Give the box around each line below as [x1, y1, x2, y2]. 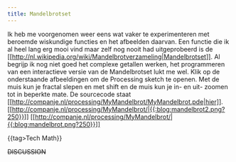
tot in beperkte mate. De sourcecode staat [7, 90, 132, 98]
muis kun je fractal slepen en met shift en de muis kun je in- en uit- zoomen [7, 82, 229, 91]
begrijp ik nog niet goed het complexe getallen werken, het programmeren [7, 59, 225, 68]
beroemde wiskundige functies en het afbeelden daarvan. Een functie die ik [7, 37, 230, 46]
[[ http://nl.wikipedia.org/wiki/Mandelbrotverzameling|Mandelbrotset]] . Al [7, 52, 220, 61]
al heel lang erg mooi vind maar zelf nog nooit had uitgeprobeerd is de [7, 45, 213, 53]
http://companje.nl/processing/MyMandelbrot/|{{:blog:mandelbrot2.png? [11, 105, 225, 113]
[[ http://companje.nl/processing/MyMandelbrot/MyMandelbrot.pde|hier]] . [7, 97, 224, 106]
